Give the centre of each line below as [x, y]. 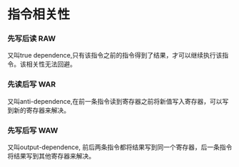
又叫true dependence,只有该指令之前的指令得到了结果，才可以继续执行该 [115, 55]
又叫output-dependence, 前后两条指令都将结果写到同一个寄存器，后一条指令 [120, 147]
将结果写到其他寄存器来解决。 [51, 156]
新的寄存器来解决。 [41, 110]
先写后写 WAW [33, 130]
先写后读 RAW [32, 38]
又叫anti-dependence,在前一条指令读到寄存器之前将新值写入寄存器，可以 [115, 101]
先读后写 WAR [32, 85]
